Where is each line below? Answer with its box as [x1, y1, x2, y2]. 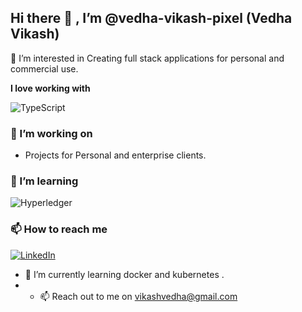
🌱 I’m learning [10, 174, 79, 188]
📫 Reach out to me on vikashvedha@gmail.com [39, 290, 238, 302]
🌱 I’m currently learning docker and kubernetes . [24, 268, 225, 280]
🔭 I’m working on [10, 126, 93, 140]
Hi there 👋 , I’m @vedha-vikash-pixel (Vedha [10, 10, 293, 27]
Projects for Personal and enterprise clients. [24, 149, 207, 161]
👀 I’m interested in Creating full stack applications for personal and [10, 52, 285, 64]
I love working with [10, 82, 91, 94]
